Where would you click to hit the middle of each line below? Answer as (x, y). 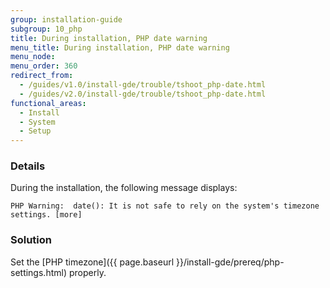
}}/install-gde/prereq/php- (230, 262)
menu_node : (33, 57)
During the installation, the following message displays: (124, 188)
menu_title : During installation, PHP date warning (120, 47)
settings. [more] (46, 215)
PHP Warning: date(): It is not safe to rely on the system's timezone (165, 206)
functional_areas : (48, 103)
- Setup (35, 131)
